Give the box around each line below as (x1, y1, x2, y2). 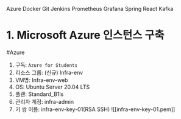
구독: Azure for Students (15, 61, 78, 69)
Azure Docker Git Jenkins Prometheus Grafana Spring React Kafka (6, 5, 174, 12)
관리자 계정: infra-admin (15, 98, 74, 105)
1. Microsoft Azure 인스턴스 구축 (6, 29, 165, 42)
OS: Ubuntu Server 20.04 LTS (15, 83, 90, 90)
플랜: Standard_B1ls (15, 90, 64, 98)
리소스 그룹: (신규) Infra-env (15, 69, 83, 76)
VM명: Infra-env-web (15, 76, 68, 84)
